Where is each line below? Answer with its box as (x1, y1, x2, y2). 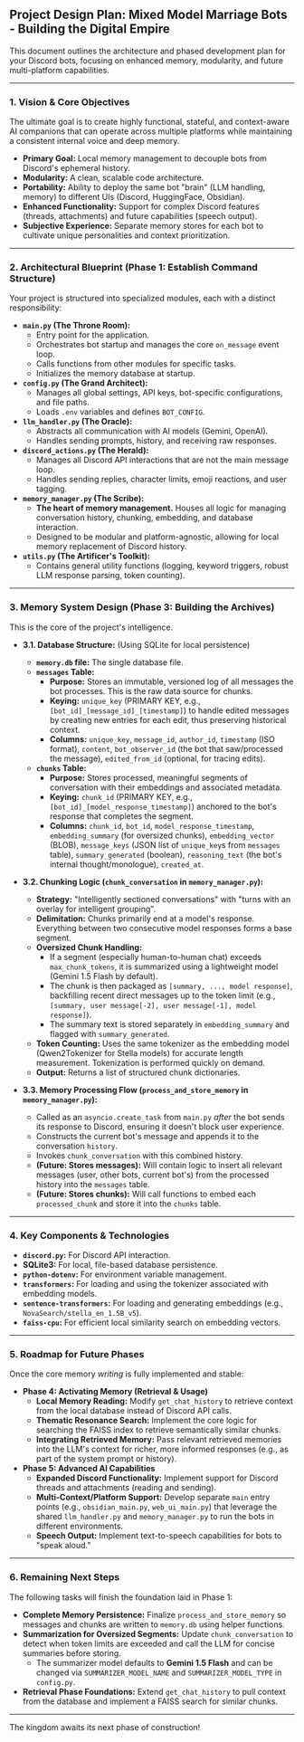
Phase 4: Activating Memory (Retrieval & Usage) (22, 1386, 208, 1397)
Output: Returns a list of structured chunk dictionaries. (35, 1067, 241, 1078)
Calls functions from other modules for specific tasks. (35, 358, 237, 369)
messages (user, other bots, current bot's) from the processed (35, 1169, 270, 1180)
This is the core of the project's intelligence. (9, 622, 174, 633)
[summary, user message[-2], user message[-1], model (49, 1001, 257, 1010)
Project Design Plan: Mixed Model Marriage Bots (9, 7, 288, 23)
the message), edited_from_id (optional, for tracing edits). (49, 753, 266, 764)
